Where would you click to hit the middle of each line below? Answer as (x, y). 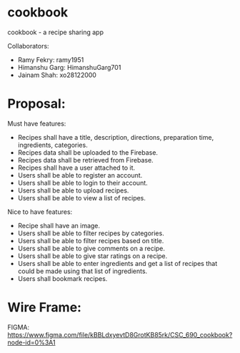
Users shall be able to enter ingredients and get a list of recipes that (117, 263)
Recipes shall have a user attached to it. (76, 168)
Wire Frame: (45, 308)
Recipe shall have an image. (59, 225)
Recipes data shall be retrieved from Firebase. (85, 160)
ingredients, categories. (52, 145)
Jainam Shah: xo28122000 (57, 75)
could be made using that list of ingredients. (82, 271)
